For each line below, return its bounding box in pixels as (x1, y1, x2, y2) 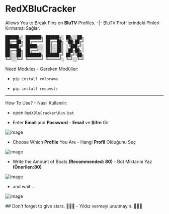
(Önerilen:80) (12, 164, 42, 170)
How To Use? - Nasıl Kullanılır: (5, 99, 68, 106)
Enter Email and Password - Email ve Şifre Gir (12, 119, 109, 125)
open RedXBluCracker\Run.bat (12, 110, 74, 116)
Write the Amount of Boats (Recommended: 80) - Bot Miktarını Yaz (12, 158, 152, 165)
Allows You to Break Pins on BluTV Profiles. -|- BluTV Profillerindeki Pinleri (5, 20, 160, 26)
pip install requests (12, 86, 58, 91)
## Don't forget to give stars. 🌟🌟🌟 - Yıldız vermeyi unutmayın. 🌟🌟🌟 (5, 203, 142, 209)
